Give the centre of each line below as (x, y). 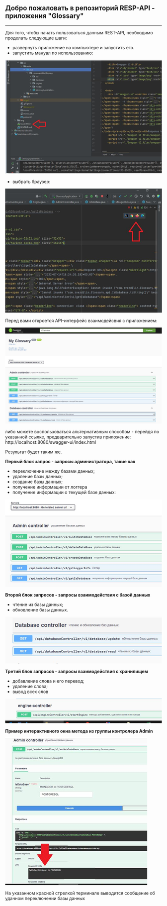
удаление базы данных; (38, 477)
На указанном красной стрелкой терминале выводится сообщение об (80, 893)
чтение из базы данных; (38, 604)
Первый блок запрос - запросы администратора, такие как (70, 462)
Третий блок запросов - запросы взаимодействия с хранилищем (77, 672)
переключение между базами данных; (54, 471)
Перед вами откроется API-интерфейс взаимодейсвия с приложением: (81, 321)
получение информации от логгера (50, 487)
